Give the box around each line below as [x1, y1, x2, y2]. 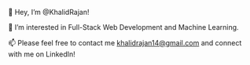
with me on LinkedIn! [8, 49, 76, 59]
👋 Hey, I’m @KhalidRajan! [8, 8, 90, 16]
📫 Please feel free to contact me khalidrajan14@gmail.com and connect [8, 38, 242, 47]
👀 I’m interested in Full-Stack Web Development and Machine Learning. [8, 23, 239, 31]
